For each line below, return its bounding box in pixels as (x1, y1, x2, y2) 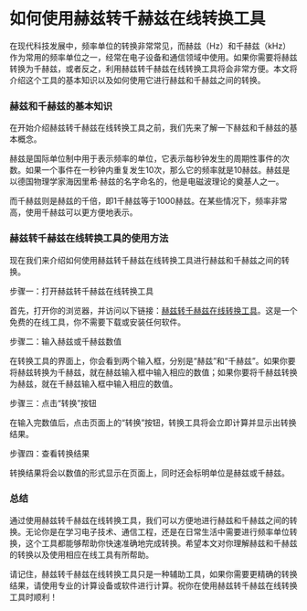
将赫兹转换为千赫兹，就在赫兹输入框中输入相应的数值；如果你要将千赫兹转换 (9, 367, 298, 378)
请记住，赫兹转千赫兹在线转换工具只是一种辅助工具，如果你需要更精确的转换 (9, 568, 298, 579)
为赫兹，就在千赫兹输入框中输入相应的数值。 (9, 378, 178, 389)
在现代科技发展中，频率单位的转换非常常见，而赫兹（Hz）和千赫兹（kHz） (9, 40, 291, 51)
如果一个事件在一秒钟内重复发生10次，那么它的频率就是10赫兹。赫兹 (25, 165, 283, 176)
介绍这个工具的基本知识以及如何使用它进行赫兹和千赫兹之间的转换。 (9, 74, 266, 85)
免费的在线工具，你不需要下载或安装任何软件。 (9, 316, 185, 327)
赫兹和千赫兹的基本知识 (9, 100, 112, 113)
